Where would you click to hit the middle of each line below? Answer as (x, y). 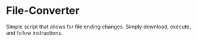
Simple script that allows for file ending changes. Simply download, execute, (98, 27)
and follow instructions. (34, 32)
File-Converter (43, 11)
